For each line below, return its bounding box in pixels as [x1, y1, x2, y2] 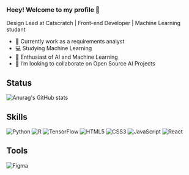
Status [6, 78, 32, 88]
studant [6, 26, 26, 33]
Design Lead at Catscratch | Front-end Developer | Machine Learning [6, 20, 181, 27]
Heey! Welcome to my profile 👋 [6, 6, 100, 14]
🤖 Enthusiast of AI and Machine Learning [15, 53, 118, 61]
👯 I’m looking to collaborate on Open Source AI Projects [15, 60, 155, 67]
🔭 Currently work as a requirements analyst [15, 38, 125, 45]
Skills [6, 111, 28, 122]
